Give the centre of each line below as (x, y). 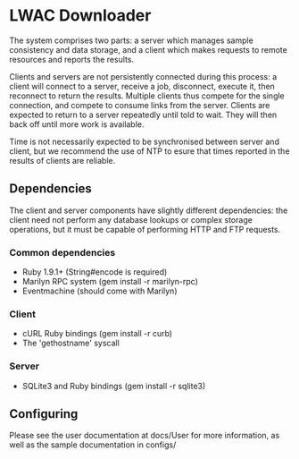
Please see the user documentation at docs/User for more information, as (145, 436)
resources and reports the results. (72, 59)
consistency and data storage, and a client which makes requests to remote (148, 49)
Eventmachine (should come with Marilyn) (100, 291)
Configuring (44, 414)
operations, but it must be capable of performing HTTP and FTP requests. (145, 229)
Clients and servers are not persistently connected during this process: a (143, 76)
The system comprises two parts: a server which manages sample (132, 40)
